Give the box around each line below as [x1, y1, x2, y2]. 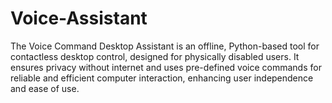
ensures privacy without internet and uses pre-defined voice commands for [10, 61, 322, 73]
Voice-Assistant [10, 7, 148, 30]
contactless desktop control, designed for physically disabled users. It [10, 50, 300, 62]
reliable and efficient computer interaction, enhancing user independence [10, 72, 314, 84]
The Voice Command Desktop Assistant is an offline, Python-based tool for [10, 40, 320, 52]
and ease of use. [10, 82, 80, 94]
